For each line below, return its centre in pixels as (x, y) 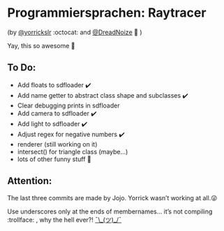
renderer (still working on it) (57, 144)
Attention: (30, 181)
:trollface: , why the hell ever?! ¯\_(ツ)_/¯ (65, 219)
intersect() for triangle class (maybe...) (73, 151)
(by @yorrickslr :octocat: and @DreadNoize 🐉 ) (75, 32)
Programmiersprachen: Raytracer (107, 13)
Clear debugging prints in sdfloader (68, 105)
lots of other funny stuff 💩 (54, 159)
